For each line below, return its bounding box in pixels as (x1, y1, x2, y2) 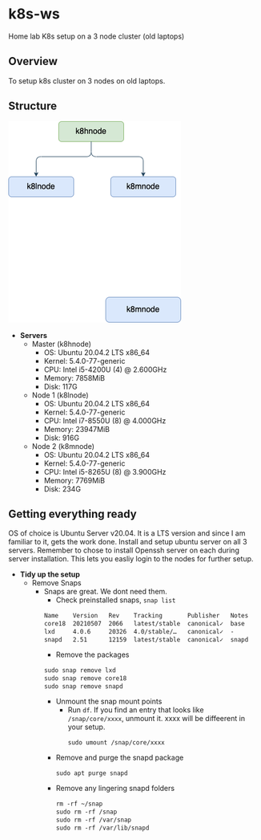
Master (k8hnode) (31, 339, 92, 349)
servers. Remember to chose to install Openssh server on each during (8, 545, 240, 555)
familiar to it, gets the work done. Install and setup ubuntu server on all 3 (8, 537, 247, 547)
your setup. (67, 722, 106, 732)
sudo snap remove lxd (43, 667, 116, 675)
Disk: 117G (43, 381, 78, 391)
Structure (8, 100, 58, 113)
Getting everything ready (8, 507, 138, 520)
